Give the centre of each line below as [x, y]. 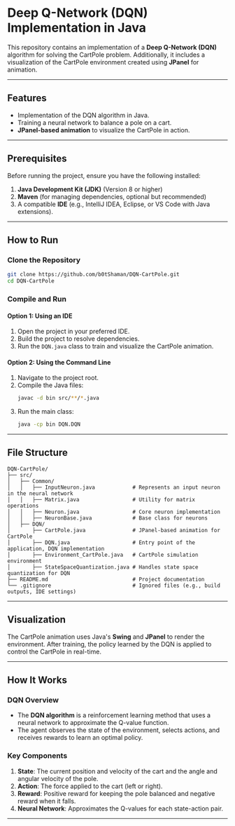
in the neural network [40, 493]
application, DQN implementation [56, 548]
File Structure [37, 453]
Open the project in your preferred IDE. [73, 332]
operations [23, 506]
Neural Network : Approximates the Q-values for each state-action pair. [120, 808]
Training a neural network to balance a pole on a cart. [94, 122]
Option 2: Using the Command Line [59, 362]
